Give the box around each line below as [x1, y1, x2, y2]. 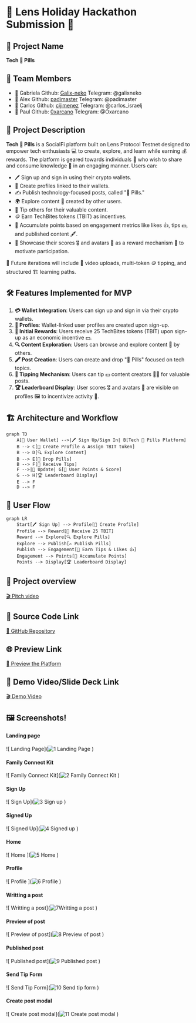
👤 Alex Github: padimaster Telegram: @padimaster [14, 95, 137, 102]
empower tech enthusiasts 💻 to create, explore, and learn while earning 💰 [6, 147, 187, 155]
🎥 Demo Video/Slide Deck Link [6, 677, 119, 687]
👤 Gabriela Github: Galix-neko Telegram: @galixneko [14, 89, 142, 96]
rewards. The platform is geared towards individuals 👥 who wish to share [6, 156, 183, 163]
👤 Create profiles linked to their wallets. [14, 182, 110, 189]
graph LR [6, 516, 28, 522]
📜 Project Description [6, 125, 86, 135]
